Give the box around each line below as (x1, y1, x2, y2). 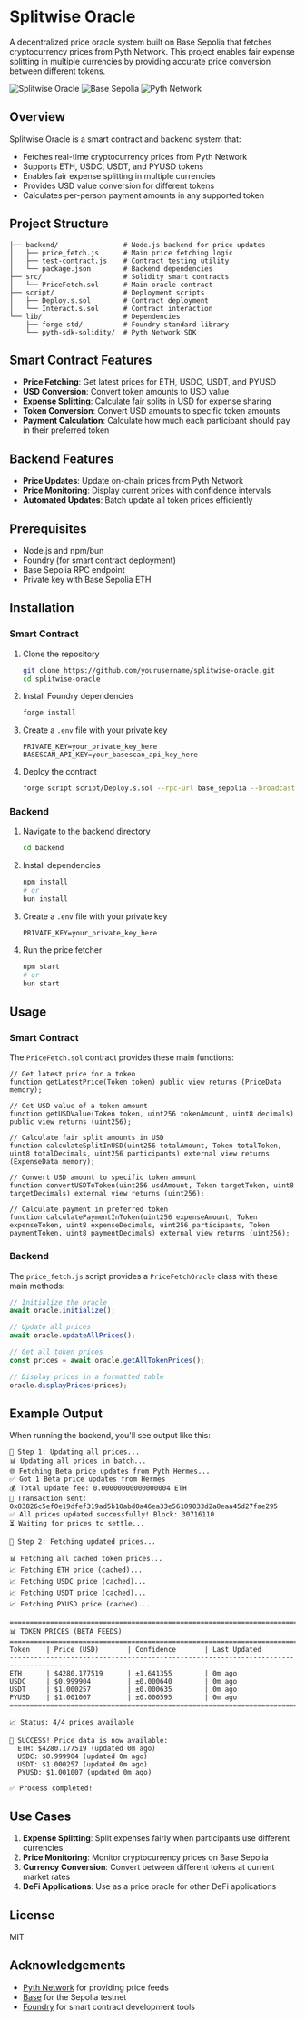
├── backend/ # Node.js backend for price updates (9, 240, 266, 249)
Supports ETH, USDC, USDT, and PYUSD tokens (22, 161, 204, 172)
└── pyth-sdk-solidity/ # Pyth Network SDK (25, 327, 197, 337)
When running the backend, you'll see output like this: (9, 1430, 211, 1441)
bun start (22, 979, 61, 988)
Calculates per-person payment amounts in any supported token (22, 189, 265, 201)
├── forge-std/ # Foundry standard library (25, 320, 230, 329)
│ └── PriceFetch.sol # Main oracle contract (9, 280, 213, 289)
